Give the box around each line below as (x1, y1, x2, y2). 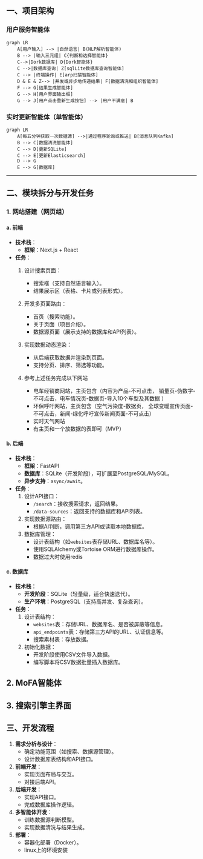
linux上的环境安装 (24, 846, 68, 854)
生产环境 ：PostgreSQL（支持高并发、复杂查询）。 (24, 598, 147, 605)
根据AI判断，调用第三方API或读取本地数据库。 (33, 523, 148, 530)
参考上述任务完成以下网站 (24, 374, 88, 381)
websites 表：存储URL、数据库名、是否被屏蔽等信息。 (33, 620, 166, 627)
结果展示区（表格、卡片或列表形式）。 (33, 287, 126, 294)
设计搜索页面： (24, 266, 62, 274)
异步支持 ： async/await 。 (24, 477, 86, 484)
